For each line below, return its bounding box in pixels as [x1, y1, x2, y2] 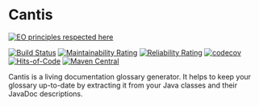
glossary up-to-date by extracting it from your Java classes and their [8, 80, 238, 90]
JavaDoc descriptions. [8, 88, 83, 98]
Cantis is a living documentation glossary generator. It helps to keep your [8, 71, 252, 81]
